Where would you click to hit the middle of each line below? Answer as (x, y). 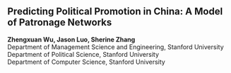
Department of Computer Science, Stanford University (87, 62)
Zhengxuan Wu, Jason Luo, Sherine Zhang (71, 39)
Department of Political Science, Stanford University (83, 54)
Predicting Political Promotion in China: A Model (115, 12)
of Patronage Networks (60, 23)
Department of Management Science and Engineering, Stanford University (115, 47)
